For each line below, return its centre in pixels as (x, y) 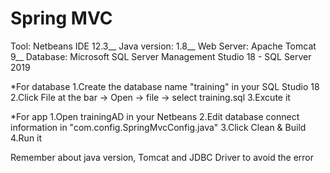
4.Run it (26, 138)
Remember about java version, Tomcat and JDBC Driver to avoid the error (162, 157)
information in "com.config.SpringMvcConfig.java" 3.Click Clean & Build (158, 127)
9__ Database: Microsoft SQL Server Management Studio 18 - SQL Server (161, 56)
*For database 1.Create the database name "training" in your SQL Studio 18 (165, 86)
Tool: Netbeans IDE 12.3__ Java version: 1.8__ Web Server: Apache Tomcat (163, 46)
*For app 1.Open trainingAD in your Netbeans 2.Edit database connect (155, 116)
